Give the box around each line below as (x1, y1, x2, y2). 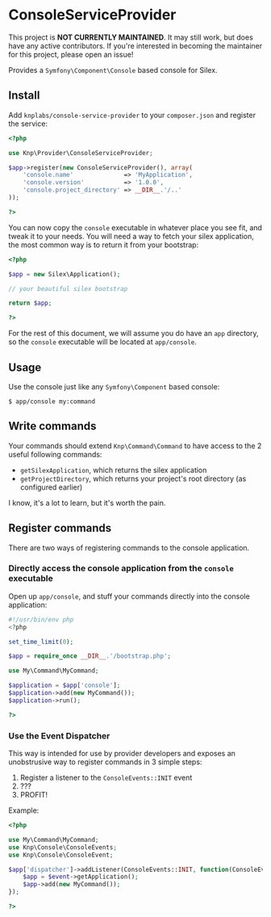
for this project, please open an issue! (8, 49, 134, 59)
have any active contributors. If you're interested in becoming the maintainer (8, 40, 263, 50)
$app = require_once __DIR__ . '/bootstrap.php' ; (8, 652, 172, 660)
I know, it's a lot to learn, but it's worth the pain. (8, 498, 166, 507)
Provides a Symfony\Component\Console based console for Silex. (8, 65, 218, 74)
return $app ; (8, 299, 52, 308)
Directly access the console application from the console (8, 563, 234, 574)
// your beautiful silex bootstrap (8, 284, 128, 292)
